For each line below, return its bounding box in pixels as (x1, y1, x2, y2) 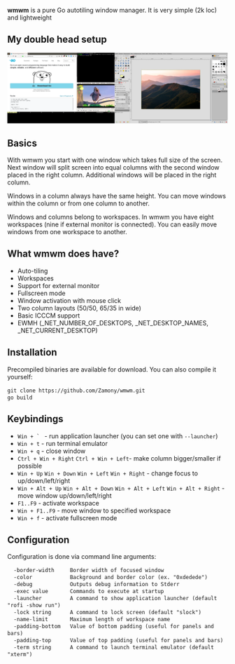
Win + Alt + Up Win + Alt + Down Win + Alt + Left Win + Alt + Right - (17, 484, 225, 492)
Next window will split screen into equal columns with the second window (7, 163, 220, 172)
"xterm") (7, 651, 33, 658)
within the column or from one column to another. (7, 199, 150, 208)
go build (7, 394, 33, 401)
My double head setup (7, 34, 107, 46)
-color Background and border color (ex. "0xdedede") (13, 574, 208, 581)
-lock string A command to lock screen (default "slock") (13, 609, 201, 616)
